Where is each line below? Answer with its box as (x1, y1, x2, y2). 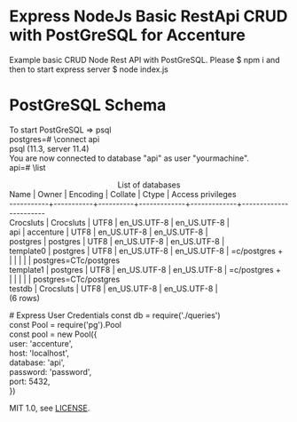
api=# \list (9, 162, 46, 172)
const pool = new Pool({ (9, 329, 98, 339)
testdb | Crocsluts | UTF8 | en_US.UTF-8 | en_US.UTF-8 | (9, 283, 219, 294)
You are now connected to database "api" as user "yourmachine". (9, 153, 250, 163)
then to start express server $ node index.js (9, 64, 168, 75)
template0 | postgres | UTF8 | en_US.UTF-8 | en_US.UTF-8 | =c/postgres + (9, 245, 284, 256)
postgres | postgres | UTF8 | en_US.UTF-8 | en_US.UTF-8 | (9, 235, 225, 246)
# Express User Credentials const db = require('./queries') (9, 309, 221, 321)
